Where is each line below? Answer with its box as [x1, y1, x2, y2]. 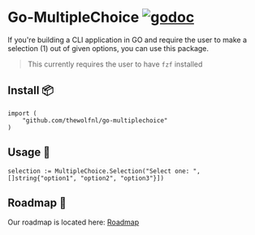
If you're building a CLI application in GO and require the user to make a [7, 35, 248, 45]
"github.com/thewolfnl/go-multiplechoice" [22, 116, 168, 125]
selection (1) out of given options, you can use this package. [7, 43, 209, 53]
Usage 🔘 [7, 146, 50, 160]
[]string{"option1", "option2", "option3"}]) [7, 174, 164, 182]
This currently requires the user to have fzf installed [27, 59, 203, 69]
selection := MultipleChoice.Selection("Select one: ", [7, 167, 201, 175]
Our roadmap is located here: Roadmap [7, 217, 140, 227]
